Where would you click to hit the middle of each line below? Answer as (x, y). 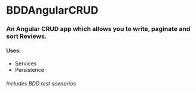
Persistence (30, 70)
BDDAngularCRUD (52, 10)
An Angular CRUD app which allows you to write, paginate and (98, 29)
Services (26, 64)
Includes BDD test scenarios (41, 83)
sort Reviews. (27, 36)
